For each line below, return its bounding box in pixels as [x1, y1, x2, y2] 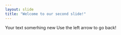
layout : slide [5, 7, 34, 12]
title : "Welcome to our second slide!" [5, 12, 86, 16]
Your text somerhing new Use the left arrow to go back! [5, 24, 117, 30]
